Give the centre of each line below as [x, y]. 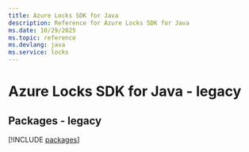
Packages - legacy [55, 121]
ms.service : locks [38, 52]
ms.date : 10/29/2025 [42, 30]
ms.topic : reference [42, 38]
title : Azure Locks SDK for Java [63, 15]
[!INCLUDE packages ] [44, 140]
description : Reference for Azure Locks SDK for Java [99, 23]
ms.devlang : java [37, 45]
